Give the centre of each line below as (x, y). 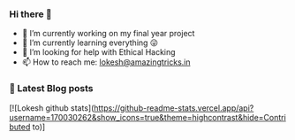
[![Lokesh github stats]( (52, 108)
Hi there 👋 (31, 14)
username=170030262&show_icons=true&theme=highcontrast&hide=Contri (148, 117)
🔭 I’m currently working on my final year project (108, 34)
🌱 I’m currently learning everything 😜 (90, 43)
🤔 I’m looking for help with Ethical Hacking (98, 52)
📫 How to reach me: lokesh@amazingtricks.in (106, 62)
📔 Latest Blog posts (52, 89)
